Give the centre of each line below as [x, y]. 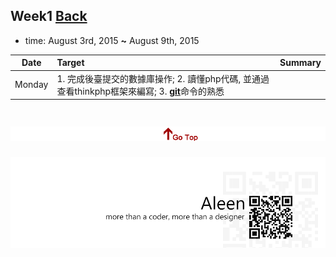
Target [70, 63]
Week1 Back [49, 16]
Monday [31, 85]
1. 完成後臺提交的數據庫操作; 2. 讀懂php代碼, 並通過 [163, 78]
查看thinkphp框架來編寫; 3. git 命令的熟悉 [140, 91]
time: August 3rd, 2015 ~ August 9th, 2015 [112, 40]
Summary [300, 63]
